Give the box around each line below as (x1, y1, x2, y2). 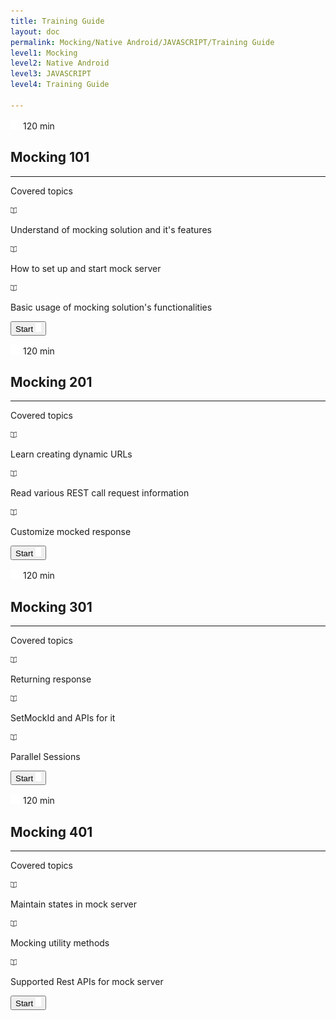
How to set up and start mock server (10, 262, 162, 274)
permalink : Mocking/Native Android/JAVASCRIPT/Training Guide (10, 37, 275, 47)
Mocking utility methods (10, 937, 110, 949)
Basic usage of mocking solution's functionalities (10, 301, 213, 313)
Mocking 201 (10, 373, 93, 390)
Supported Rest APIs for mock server (10, 976, 164, 987)
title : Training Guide (10, 16, 105, 26)
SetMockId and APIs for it (10, 712, 116, 724)
